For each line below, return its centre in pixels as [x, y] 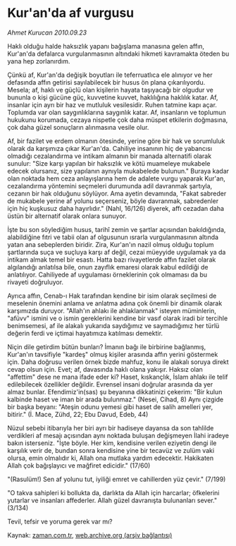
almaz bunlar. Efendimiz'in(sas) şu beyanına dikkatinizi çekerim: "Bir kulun [115, 392]
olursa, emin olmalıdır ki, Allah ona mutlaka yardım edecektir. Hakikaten [111, 458]
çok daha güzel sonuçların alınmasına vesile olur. [78, 127]
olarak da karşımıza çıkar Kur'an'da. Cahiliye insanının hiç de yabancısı [110, 148]
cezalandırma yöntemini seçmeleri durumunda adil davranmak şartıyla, [110, 186]
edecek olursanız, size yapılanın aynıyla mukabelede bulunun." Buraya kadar [118, 171]
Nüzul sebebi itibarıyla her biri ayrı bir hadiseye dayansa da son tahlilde [111, 427]
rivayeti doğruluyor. [36, 282]
